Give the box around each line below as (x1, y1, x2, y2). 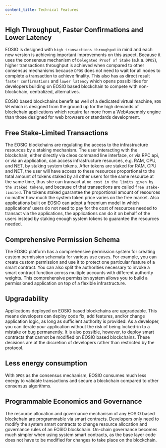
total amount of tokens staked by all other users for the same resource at (5, 173, 154, 179)
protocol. (5, 345, 24, 351)
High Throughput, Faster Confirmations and (5, 26, 144, 34)
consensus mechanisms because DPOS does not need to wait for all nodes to (5, 68, 161, 74)
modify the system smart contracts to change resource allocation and (5, 421, 148, 427)
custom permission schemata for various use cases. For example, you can (5, 254, 157, 260)
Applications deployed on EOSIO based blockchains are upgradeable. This (5, 307, 157, 313)
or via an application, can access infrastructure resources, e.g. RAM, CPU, (5, 157, 157, 164)
